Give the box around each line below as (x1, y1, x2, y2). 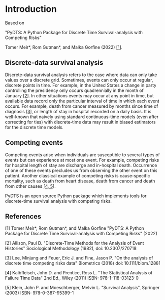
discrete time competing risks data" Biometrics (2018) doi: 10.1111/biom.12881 (5, 260, 161, 266)
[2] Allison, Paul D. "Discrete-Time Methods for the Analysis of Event (5, 240, 144, 246)
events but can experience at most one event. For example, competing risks (5, 157, 159, 163)
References (5, 212, 41, 220)
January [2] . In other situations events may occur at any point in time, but (5, 92, 154, 98)
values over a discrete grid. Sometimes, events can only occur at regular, (5, 77, 154, 83)
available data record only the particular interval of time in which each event (5, 98, 160, 104)
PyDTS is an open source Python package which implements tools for (5, 193, 147, 199)
